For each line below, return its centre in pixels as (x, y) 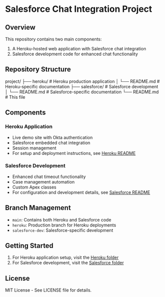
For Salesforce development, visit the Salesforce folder (68, 263)
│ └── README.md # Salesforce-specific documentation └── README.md (82, 92)
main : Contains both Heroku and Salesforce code (62, 220)
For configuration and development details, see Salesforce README (81, 192)
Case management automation (43, 182)
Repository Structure (38, 69)
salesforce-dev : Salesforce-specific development (63, 230)
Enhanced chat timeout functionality (49, 177)
